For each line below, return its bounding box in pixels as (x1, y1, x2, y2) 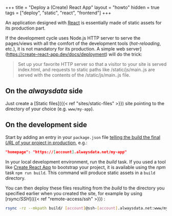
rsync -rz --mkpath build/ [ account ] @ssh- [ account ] (5, 205, 118, 211)
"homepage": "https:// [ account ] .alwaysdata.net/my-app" (5, 149, 127, 155)
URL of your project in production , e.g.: (5, 139, 88, 146)
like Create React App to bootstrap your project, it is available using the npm (5, 164, 166, 170)
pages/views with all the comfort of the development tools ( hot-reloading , (5, 40, 161, 46)
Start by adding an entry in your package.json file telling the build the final (5, 134, 160, 140)
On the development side (5, 121, 88, 129)
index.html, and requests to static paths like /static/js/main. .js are (17, 66, 155, 73)
